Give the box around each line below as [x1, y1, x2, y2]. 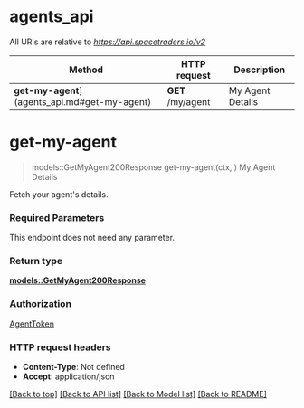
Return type [9, 255, 63, 268]
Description [233, 63, 286, 76]
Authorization [9, 298, 72, 310]
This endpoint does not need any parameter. [9, 232, 175, 243]
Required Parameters [9, 211, 105, 223]
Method [69, 63, 104, 76]
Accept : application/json [22, 371, 115, 382]
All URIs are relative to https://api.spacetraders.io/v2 [9, 36, 206, 47]
